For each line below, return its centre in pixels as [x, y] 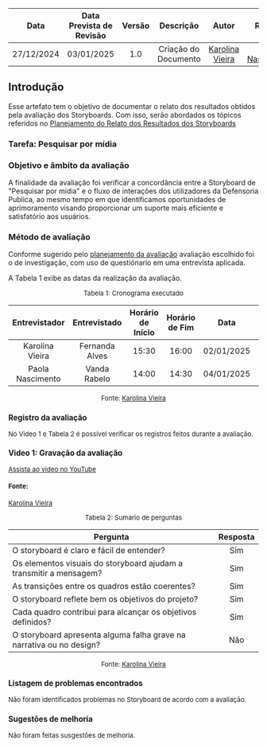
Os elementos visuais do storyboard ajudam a [98, 563]
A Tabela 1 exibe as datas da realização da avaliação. [95, 279]
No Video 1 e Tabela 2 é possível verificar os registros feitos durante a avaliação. [131, 434]
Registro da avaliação [48, 417]
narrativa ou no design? [56, 645]
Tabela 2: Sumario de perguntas [133, 517]
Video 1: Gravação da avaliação [66, 453]
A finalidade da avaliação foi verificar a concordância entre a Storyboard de [132, 183]
